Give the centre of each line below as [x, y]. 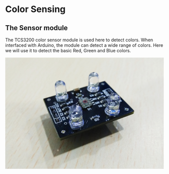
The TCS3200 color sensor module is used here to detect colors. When [79, 40]
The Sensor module [36, 28]
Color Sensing [35, 9]
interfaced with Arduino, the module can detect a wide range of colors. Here [84, 45]
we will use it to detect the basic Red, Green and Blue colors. [68, 51]
